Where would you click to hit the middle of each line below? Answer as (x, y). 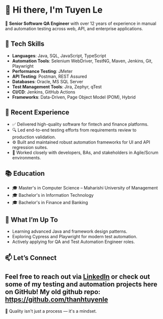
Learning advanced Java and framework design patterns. (70, 231)
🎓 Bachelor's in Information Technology (53, 195)
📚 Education (25, 173)
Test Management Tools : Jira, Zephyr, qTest (57, 87)
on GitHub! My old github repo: (53, 292)
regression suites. (30, 147)
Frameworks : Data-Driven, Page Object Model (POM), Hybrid (74, 97)
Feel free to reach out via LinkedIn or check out (78, 276)
